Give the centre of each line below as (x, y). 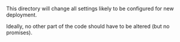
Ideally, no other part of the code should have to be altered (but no (88, 26)
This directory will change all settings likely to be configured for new (90, 9)
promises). (19, 33)
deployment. (21, 15)
